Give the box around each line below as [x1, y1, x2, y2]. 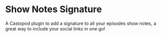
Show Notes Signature [5, 4, 102, 15]
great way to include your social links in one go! [5, 25, 105, 31]
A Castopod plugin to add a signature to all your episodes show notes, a [5, 20, 156, 26]
